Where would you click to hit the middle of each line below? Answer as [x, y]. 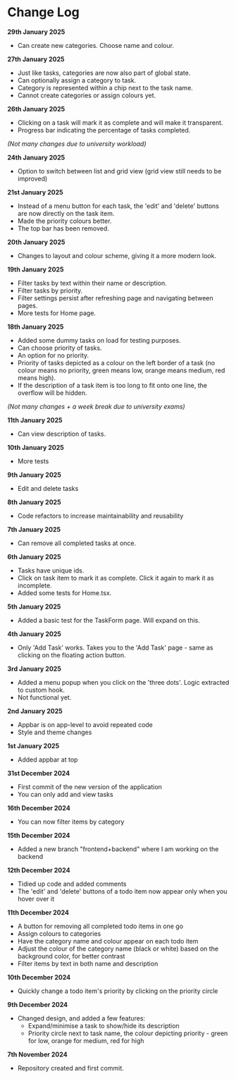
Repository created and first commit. [71, 1068]
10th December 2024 [39, 977]
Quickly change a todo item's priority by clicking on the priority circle [118, 991]
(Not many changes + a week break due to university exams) [96, 406]
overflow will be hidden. [52, 393]
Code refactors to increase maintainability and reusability [100, 516]
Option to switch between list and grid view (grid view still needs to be [119, 171]
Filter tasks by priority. [50, 291]
